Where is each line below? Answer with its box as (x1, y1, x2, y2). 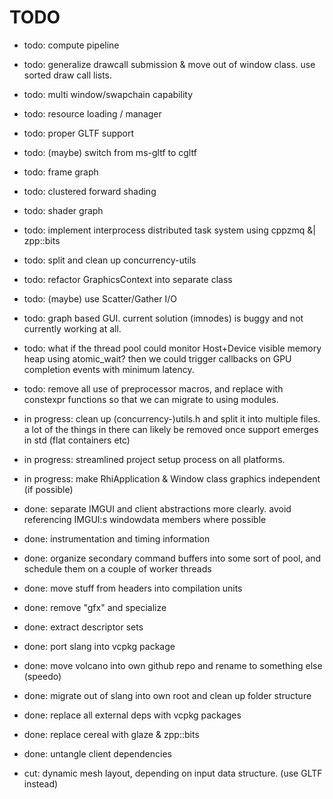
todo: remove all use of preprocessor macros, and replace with (23, 382, 284, 395)
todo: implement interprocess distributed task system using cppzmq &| (23, 224, 316, 236)
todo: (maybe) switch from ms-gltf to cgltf (23, 146, 197, 158)
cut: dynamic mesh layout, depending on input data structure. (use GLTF (23, 767, 323, 779)
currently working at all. (23, 322, 122, 335)
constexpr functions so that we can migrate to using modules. (23, 393, 279, 405)
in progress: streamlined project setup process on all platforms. (23, 453, 286, 465)
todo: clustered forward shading (23, 185, 157, 197)
